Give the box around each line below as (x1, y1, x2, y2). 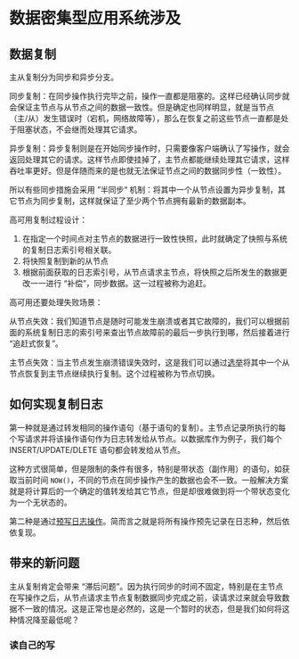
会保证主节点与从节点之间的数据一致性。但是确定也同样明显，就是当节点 (9, 102, 274, 112)
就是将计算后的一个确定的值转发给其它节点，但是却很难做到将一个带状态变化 (9, 485, 290, 496)
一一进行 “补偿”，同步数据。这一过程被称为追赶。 (29, 278, 212, 288)
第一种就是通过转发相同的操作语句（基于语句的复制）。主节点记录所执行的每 (9, 422, 287, 432)
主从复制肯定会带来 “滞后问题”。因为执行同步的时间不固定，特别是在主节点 (9, 581, 284, 591)
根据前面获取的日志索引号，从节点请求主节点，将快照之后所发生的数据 (21, 267, 280, 277)
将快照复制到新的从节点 (21, 256, 109, 266)
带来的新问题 (9, 556, 80, 571)
